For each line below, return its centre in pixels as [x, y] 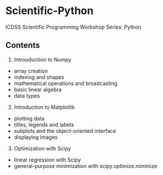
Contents [23, 45]
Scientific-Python [50, 11]
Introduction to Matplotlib [44, 107]
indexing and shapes [39, 77]
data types [27, 95]
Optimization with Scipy [42, 148]
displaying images [36, 137]
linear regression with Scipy [47, 160]
